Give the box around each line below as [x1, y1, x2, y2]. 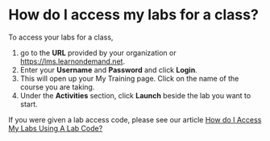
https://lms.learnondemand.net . [19, 56, 126, 66]
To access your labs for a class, [8, 32, 114, 42]
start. [19, 99, 38, 109]
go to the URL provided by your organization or [19, 48, 177, 57]
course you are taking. [19, 82, 95, 92]
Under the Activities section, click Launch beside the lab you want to [19, 90, 251, 100]
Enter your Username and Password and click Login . [19, 64, 197, 74]
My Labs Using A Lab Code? [8, 123, 103, 133]
